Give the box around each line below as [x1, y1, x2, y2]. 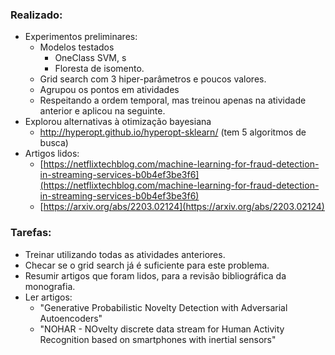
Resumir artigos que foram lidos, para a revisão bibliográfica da [24, 269, 287, 282]
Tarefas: [10, 226, 52, 240]
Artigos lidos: [24, 148, 80, 160]
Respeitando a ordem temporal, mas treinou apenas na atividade [39, 94, 307, 107]
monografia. [24, 280, 76, 292]
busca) [39, 137, 69, 149]
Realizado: [10, 8, 63, 22]
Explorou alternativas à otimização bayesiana [24, 116, 212, 128]
